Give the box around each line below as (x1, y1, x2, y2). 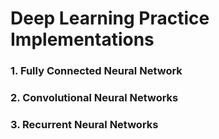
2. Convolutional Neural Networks (10, 91, 179, 105)
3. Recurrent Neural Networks (10, 117, 159, 131)
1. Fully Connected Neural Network (10, 64, 183, 78)
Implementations (10, 28, 155, 51)
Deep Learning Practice (10, 7, 210, 30)
